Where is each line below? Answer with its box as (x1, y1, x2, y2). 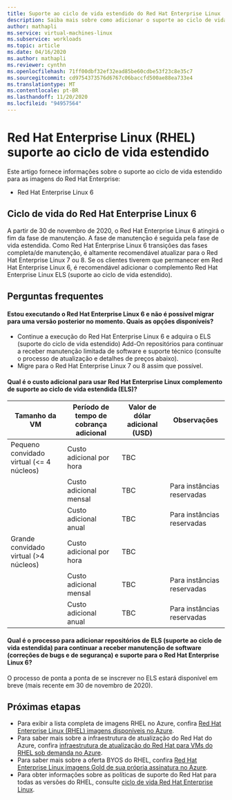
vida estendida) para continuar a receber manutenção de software (7, 644, 202, 652)
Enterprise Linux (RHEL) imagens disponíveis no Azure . (17, 727, 175, 735)
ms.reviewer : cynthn (7, 61, 67, 68)
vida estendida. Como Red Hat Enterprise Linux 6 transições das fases (7, 241, 208, 249)
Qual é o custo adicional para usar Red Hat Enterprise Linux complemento (7, 377, 223, 385)
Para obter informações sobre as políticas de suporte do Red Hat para (17, 771, 217, 779)
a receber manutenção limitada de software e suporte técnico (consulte (17, 347, 222, 356)
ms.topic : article (7, 42, 60, 49)
